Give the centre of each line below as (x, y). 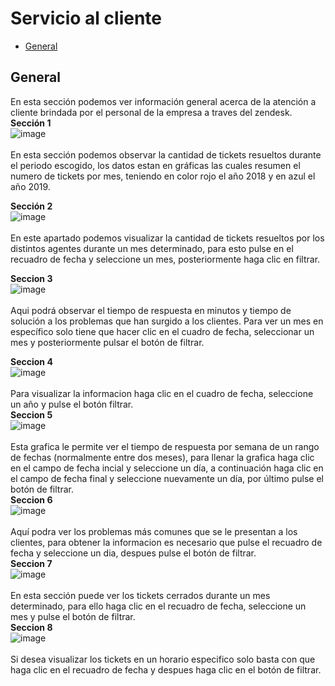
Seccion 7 (31, 563)
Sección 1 (31, 123)
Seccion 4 (31, 361)
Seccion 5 (31, 414)
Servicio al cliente (86, 18)
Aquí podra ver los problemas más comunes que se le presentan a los (154, 531)
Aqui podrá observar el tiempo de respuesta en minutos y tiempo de (151, 310)
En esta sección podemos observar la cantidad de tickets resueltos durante (166, 154)
